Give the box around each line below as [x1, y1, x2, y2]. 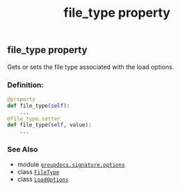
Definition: [7, 80, 44, 90]
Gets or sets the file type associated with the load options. [7, 63, 175, 71]
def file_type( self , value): [7, 122, 92, 129]
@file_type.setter [7, 115, 61, 122]
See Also [7, 145, 38, 155]
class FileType [17, 168, 60, 176]
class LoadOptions [17, 175, 69, 184]
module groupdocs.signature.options [17, 160, 125, 168]
